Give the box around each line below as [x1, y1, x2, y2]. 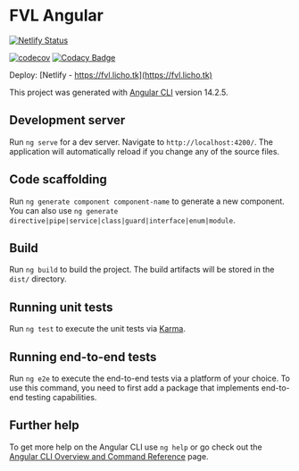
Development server [9, 113, 126, 128]
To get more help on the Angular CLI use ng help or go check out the [9, 442, 262, 452]
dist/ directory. [9, 273, 67, 284]
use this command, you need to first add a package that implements [9, 383, 260, 393]
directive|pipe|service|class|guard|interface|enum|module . [9, 214, 236, 225]
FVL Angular [9, 5, 104, 26]
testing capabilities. [25, 392, 97, 402]
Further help [9, 417, 80, 433]
